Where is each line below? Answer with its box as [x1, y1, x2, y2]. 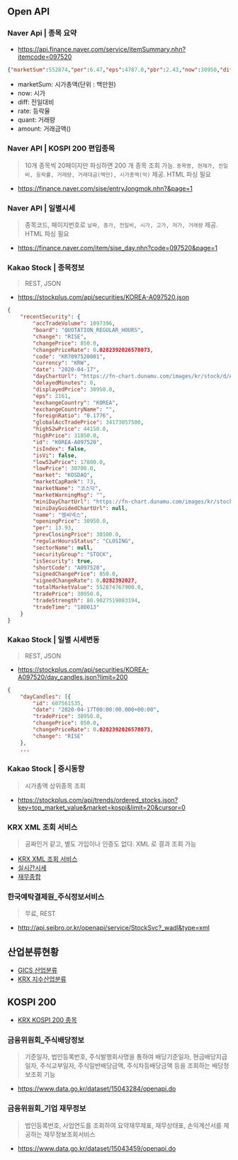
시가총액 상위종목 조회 [24, 781, 86, 790]
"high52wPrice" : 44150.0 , [33, 426, 110, 433]
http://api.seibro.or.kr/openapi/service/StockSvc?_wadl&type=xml [17, 924, 210, 932]
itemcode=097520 [17, 53, 72, 61]
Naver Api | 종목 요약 [7, 28, 77, 38]
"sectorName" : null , [33, 544, 93, 551]
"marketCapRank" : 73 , [33, 478, 97, 485]
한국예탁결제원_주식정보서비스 [7, 892, 105, 902]
